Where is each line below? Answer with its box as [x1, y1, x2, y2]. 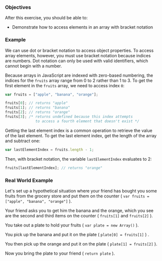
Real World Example [5, 177, 53, 183]
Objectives [5, 4, 31, 11]
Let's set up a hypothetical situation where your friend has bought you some [5, 188, 157, 194]
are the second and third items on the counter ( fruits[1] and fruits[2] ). [5, 212, 153, 218]
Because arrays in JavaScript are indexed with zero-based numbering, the [5, 72, 153, 78]
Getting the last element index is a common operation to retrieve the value [5, 128, 152, 133]
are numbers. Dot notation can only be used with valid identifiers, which [5, 58, 148, 64]
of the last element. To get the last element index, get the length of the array [5, 132, 157, 138]
